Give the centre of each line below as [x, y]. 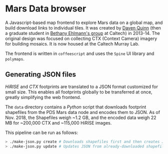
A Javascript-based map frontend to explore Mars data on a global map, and [84, 22]
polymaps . [15, 58]
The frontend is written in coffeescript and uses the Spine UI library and [80, 53]
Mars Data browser [46, 9]
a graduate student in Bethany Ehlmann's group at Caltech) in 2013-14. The [82, 33]
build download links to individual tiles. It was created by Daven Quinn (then [83, 27]
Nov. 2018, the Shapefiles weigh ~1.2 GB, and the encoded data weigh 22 [81, 117]
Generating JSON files [41, 75]
